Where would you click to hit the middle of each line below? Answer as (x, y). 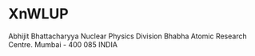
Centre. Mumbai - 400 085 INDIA (63, 44)
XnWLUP (39, 14)
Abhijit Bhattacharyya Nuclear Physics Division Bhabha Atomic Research (127, 36)
